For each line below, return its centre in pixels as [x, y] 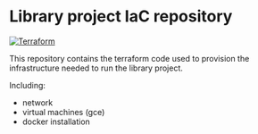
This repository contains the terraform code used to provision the [129, 58]
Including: [28, 85]
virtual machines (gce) [63, 112]
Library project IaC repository [121, 17]
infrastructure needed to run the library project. [96, 68]
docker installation [56, 121]
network [37, 102]
